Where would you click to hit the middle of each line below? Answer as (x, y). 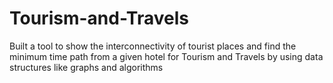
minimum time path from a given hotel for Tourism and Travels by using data (166, 56)
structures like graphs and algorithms (86, 67)
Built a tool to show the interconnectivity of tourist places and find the (153, 46)
